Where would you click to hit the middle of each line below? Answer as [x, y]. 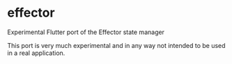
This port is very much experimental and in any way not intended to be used [116, 45]
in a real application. [36, 53]
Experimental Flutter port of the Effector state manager [86, 32]
